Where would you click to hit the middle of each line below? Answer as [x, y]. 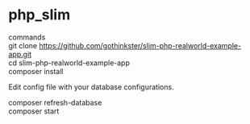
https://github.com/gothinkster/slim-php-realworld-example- [140, 45]
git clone [23, 45]
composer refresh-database [55, 102]
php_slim [40, 15]
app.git [20, 54]
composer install [36, 71]
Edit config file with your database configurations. [92, 87]
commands [27, 37]
